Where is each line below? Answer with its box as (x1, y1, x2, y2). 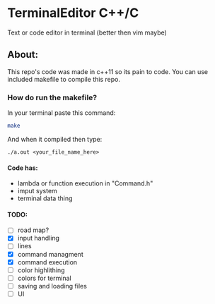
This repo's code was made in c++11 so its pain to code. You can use (7, 67, 209, 75)
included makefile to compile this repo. (7, 75, 120, 83)
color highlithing (17, 266, 65, 274)
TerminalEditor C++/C (7, 5, 139, 21)
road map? (17, 226, 50, 234)
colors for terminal (17, 274, 72, 282)
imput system (17, 187, 58, 195)
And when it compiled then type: (7, 135, 103, 143)
